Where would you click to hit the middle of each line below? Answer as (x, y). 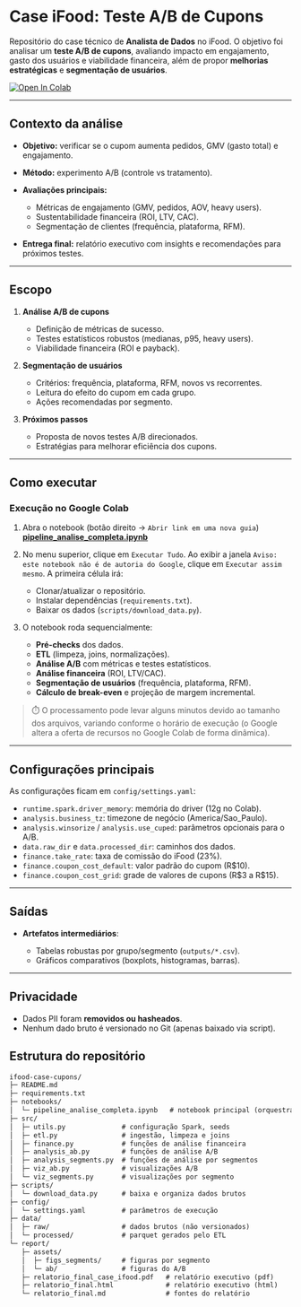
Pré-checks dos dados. (79, 645)
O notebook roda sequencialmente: (87, 627)
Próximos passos (55, 419)
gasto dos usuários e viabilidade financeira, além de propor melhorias (139, 60)
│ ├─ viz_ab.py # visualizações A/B (104, 1169)
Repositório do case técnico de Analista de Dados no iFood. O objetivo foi (146, 41)
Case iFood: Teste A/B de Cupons (137, 17)
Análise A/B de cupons (66, 311)
